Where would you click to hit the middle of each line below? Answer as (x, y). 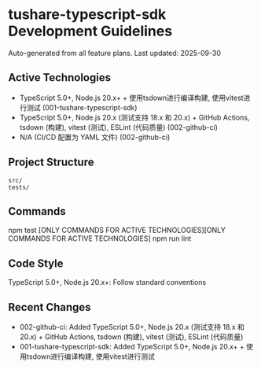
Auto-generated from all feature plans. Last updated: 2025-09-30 (115, 53)
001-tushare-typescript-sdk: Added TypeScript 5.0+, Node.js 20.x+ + (132, 347)
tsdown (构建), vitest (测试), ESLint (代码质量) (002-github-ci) (119, 127)
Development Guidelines (90, 31)
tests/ (19, 187)
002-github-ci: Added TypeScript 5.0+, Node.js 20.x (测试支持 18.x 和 (132, 327)
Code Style (36, 263)
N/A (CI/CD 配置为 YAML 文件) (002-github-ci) (95, 137)
